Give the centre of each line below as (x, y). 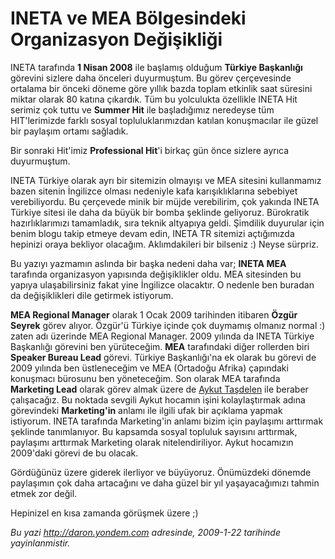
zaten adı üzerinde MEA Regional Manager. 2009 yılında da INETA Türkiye (162, 336)
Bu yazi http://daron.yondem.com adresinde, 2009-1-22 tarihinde (145, 532)
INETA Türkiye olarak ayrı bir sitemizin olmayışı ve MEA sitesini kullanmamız (166, 180)
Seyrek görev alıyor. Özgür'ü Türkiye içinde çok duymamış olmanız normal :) (168, 325)
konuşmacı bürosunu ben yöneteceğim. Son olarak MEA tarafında (145, 378)
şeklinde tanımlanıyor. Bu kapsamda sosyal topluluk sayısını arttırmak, (154, 431)
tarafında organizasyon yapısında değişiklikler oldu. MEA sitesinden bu (156, 274)
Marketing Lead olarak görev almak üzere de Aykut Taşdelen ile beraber (159, 389)
